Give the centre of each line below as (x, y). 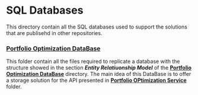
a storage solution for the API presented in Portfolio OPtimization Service (96, 80)
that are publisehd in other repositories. (54, 33)
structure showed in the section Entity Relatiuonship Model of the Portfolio (99, 68)
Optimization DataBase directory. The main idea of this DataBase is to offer (99, 74)
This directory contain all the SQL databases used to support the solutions (97, 27)
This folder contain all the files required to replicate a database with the (93, 61)
